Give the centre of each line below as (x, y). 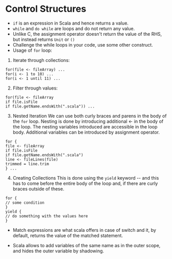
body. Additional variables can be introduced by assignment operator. (86, 132)
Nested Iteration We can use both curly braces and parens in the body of (90, 116)
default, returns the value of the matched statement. (68, 235)
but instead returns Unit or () (44, 39)
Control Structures (46, 9)
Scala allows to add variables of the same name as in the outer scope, (87, 245)
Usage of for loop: (32, 50)
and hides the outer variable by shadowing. (58, 251)
